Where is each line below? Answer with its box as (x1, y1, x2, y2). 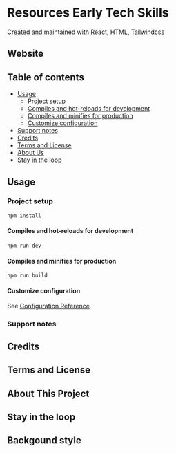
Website (7, 48, 43, 59)
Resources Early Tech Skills (7, 5, 169, 21)
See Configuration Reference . (7, 302, 92, 311)
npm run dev (7, 242, 41, 250)
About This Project (7, 387, 90, 399)
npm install (7, 212, 41, 219)
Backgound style (7, 434, 81, 447)
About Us (17, 149, 45, 157)
